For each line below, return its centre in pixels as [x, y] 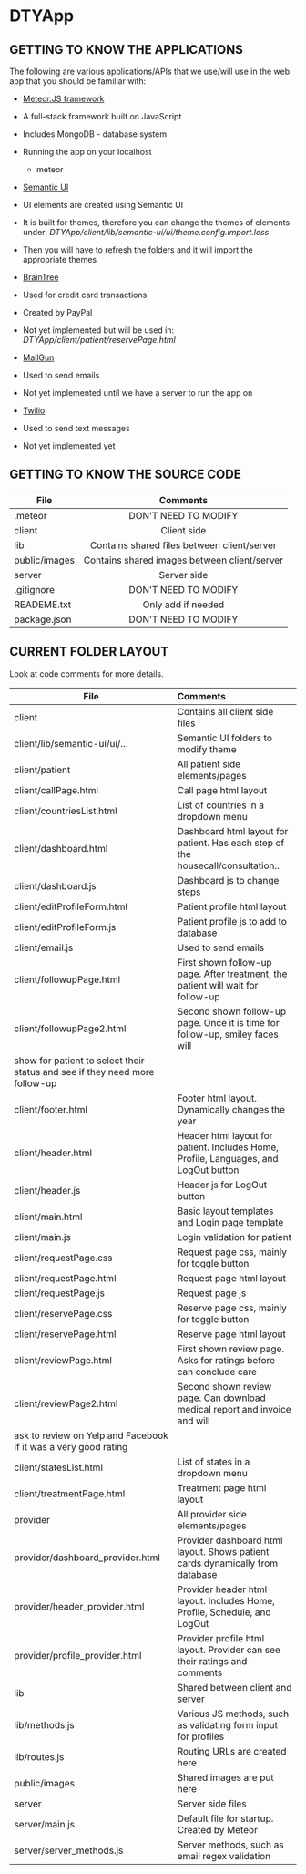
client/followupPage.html [67, 979]
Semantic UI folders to [225, 738]
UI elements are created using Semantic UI [103, 205]
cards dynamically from [228, 1563]
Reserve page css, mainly [232, 1308]
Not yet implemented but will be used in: [98, 330]
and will [194, 1421]
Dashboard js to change [228, 880]
